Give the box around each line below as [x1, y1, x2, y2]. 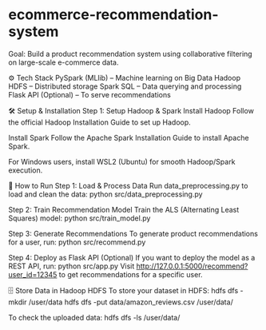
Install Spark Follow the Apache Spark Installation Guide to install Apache [8, 133, 249, 142]
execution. [8, 165, 43, 175]
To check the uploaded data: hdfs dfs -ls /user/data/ [8, 312, 181, 322]
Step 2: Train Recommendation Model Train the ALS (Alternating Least [8, 205, 240, 214]
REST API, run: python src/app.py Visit [8, 261, 135, 271]
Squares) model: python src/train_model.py [8, 213, 151, 223]
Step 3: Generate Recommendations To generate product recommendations [8, 229, 258, 238]
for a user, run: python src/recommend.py [8, 237, 146, 247]
